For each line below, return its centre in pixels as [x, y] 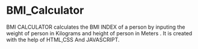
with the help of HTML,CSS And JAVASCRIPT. [63, 39]
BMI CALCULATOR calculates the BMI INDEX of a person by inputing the [96, 27]
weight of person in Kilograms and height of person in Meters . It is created [99, 33]
